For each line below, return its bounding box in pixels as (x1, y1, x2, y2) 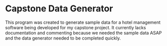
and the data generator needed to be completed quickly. (5, 35, 121, 41)
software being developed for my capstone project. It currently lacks (5, 24, 146, 30)
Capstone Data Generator (5, 3, 113, 14)
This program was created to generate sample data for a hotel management (5, 19, 161, 25)
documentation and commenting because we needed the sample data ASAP (5, 30, 162, 36)
